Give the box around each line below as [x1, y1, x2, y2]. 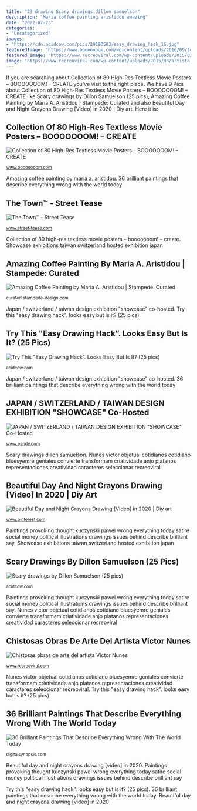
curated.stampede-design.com [6, 295, 69, 301]
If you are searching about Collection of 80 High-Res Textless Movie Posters [6, 74, 191, 81]
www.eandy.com [6, 440, 40, 447]
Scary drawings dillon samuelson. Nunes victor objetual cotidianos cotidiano [6, 451, 191, 458]
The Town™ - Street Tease [6, 198, 103, 208]
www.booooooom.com [6, 165, 52, 171]
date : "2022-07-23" [6, 19, 54, 25]
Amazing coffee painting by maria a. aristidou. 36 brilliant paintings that [6, 175, 179, 182]
